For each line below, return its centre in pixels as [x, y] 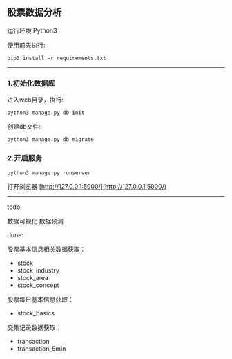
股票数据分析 [35, 12]
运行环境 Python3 [32, 30]
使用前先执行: [27, 45]
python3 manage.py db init [46, 113]
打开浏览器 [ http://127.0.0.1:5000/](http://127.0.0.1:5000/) [87, 187]
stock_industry [38, 270]
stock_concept [38, 285]
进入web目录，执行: [35, 100]
